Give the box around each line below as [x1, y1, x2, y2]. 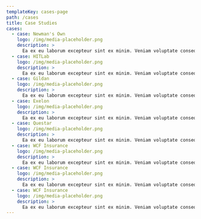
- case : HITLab [11, 53, 50, 59]
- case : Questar [11, 121, 52, 127]
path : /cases [6, 14, 39, 20]
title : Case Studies [6, 20, 58, 26]
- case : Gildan [11, 76, 50, 82]
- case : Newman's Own [11, 31, 66, 37]
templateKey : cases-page [6, 8, 68, 15]
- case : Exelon [11, 98, 50, 104]
